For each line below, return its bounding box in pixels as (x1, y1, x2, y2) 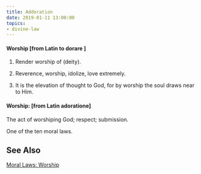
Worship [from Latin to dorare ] (6, 44, 86, 52)
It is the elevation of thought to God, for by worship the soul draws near (15, 82, 195, 89)
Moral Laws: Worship (6, 161, 60, 169)
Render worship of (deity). (15, 58, 81, 66)
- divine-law (6, 26, 40, 32)
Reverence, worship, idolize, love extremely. (15, 70, 126, 77)
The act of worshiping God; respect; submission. (6, 116, 129, 123)
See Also (6, 145, 41, 156)
